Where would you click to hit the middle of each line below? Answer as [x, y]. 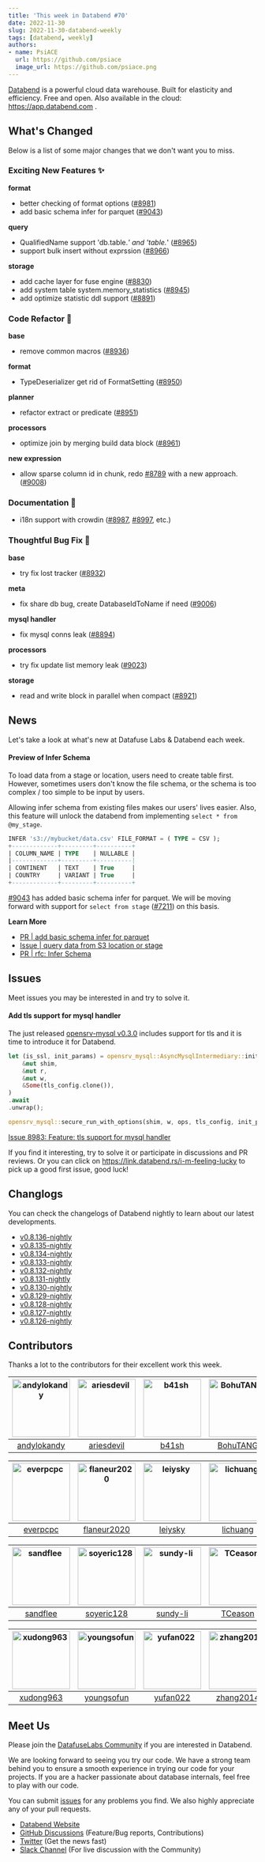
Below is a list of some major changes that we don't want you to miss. [121, 150]
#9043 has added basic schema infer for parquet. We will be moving [119, 898]
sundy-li [172, 1614]
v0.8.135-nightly [46, 1245]
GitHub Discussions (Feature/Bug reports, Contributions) [112, 1833]
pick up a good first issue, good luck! [68, 1169]
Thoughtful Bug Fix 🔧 [49, 540]
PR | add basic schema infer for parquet [84, 937]
